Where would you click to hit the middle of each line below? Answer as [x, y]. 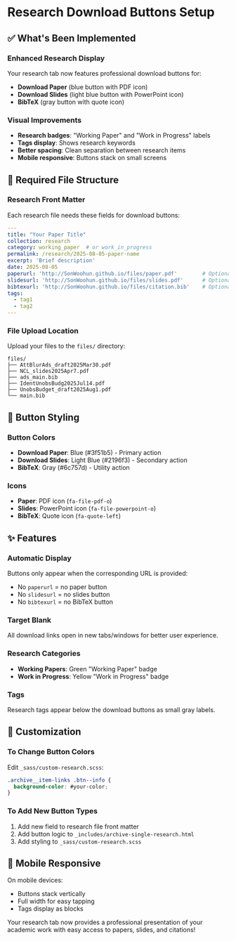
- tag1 [23, 300]
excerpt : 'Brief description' [52, 261]
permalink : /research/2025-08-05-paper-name [73, 254]
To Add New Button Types [53, 811]
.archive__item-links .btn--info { [59, 780]
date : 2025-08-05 [33, 268]
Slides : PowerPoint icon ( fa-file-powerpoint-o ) [87, 508]
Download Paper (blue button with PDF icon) [83, 87]
